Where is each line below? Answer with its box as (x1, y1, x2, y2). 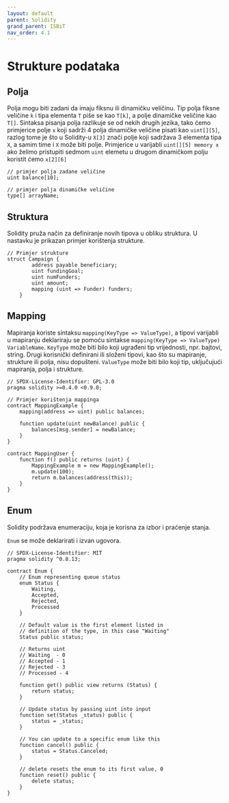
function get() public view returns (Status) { (19, 682, 157, 688)
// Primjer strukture (7, 250, 69, 257)
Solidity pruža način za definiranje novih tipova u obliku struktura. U (7, 229, 198, 237)
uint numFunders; (31, 274, 81, 281)
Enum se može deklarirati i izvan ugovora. (7, 536, 122, 544)
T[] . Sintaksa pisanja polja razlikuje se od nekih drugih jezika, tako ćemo (7, 119, 211, 127)
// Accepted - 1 (19, 658, 66, 664)
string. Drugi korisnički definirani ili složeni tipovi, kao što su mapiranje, (7, 350, 207, 359)
